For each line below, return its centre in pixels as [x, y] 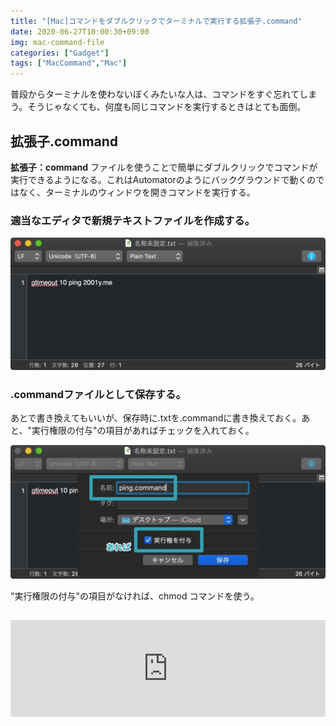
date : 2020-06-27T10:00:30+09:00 [80, 31]
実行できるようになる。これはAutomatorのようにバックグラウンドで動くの [163, 179]
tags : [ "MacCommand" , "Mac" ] [69, 63]
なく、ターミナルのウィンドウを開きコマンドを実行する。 [137, 192]
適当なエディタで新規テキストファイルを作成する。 [132, 220]
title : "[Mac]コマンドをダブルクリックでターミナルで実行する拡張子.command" [156, 21]
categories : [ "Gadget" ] [60, 53]
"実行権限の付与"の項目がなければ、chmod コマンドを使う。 [135, 596]
